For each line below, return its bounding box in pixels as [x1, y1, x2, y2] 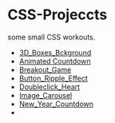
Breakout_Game [18, 64, 72, 74]
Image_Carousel [18, 90, 73, 100]
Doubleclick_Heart [18, 82, 81, 92]
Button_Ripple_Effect [18, 73, 89, 83]
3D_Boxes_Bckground [18, 47, 92, 57]
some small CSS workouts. [7, 32, 96, 42]
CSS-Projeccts [7, 6, 108, 24]
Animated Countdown [18, 56, 91, 66]
